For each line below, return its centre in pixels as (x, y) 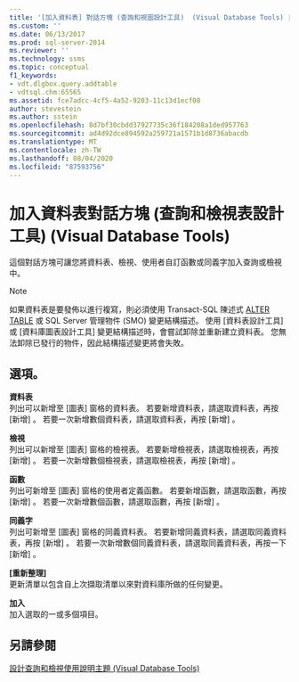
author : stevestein (45, 109)
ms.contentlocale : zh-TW (55, 150)
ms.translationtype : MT (53, 142)
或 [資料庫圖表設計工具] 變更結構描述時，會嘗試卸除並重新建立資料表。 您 (144, 332)
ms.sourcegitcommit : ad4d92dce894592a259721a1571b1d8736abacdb (129, 134)
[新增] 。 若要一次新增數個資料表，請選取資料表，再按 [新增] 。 (125, 419)
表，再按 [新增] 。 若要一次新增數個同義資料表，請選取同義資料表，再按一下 (148, 543)
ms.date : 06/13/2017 (48, 34)
